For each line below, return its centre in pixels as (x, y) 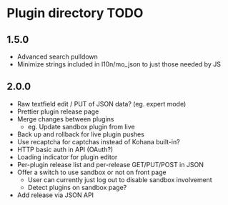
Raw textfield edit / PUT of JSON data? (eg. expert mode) (101, 104)
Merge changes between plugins (65, 119)
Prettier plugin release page (58, 111)
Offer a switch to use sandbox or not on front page (91, 172)
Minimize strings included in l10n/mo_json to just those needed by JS (119, 64)
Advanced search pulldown (57, 56)
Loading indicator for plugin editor (67, 157)
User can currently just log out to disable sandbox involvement (120, 179)
